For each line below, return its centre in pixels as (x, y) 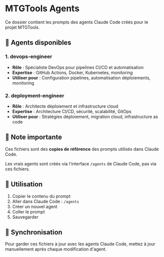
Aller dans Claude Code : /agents (46, 201)
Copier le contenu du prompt (41, 196)
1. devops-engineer (29, 57)
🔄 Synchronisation (34, 232)
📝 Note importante (34, 137)
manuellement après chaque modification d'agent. (56, 249)
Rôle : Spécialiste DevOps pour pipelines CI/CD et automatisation (78, 67)
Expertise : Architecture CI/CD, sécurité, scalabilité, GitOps (72, 111)
